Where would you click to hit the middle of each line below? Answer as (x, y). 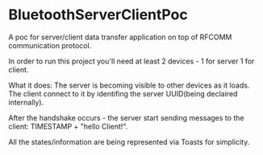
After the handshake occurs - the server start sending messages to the (126, 117)
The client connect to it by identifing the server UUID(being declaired (123, 93)
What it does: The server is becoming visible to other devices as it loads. (129, 85)
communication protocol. (50, 45)
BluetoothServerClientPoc (98, 15)
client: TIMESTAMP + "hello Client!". (68, 126)
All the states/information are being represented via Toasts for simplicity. (129, 141)
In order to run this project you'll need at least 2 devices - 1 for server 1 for (131, 61)
